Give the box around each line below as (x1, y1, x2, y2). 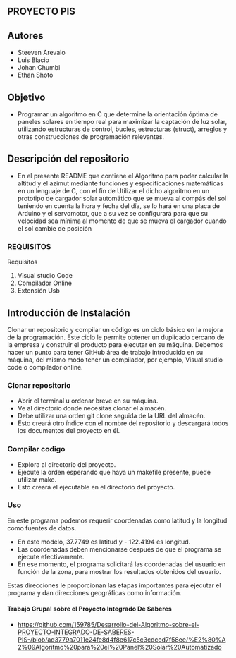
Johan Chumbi (17, 63, 61, 72)
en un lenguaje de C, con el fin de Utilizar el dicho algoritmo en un (17, 186, 210, 195)
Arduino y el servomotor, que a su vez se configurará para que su (17, 209, 209, 217)
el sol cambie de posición (17, 224, 92, 232)
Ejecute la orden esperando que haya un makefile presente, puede (17, 468, 211, 476)
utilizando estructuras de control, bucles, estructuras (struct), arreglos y (17, 125, 228, 133)
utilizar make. (17, 475, 57, 484)
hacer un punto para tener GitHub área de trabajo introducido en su (7, 348, 203, 356)
